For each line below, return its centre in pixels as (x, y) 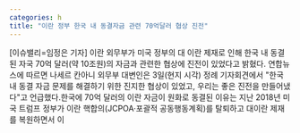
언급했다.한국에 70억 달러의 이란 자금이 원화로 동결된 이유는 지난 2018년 (155, 97)
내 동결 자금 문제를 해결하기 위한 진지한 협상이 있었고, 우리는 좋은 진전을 (134, 86)
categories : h (36, 17)
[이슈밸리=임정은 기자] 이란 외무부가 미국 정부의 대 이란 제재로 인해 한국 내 (139, 52)
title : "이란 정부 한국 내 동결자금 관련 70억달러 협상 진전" (109, 26)
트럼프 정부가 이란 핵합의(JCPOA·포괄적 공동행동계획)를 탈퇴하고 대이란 (143, 108)
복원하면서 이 (42, 119)
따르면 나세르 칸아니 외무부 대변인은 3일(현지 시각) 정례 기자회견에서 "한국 (154, 75)
